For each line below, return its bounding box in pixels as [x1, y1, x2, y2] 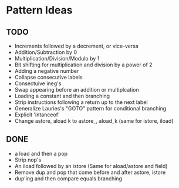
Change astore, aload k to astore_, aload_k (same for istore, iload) [14, 117, 174, 124]
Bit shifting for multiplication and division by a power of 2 [14, 61, 153, 68]
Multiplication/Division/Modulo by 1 [14, 55, 100, 62]
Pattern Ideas [6, 4, 73, 17]
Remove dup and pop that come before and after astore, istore [14, 169, 166, 176]
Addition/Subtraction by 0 [14, 49, 77, 56]
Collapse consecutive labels [14, 74, 83, 80]
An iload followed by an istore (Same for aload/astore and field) [14, 162, 168, 169]
